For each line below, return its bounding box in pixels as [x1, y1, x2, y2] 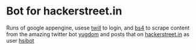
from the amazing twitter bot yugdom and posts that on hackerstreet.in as [6, 30, 190, 37]
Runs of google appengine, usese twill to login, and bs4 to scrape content [6, 24, 190, 31]
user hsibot [6, 37, 34, 44]
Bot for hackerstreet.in [6, 4, 122, 18]
